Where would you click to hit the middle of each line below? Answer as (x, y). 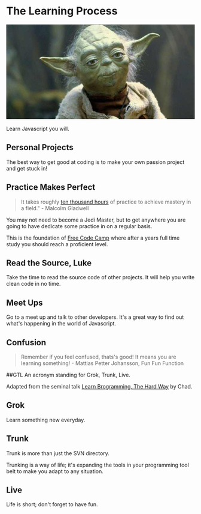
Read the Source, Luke (49, 263)
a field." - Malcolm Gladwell (55, 208)
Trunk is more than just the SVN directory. (58, 453)
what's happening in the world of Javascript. (61, 324)
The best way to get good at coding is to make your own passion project (95, 162)
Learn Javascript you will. (38, 128)
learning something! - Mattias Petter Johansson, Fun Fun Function (102, 363)
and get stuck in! (27, 168)
